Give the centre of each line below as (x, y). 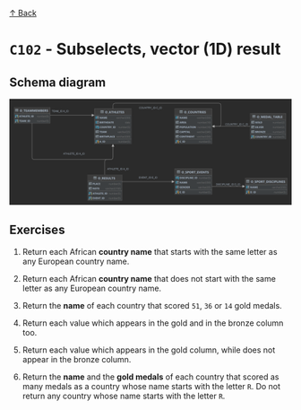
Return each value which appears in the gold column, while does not (149, 350)
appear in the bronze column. (77, 359)
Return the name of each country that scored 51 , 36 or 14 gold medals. (152, 305)
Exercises (37, 230)
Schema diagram (58, 82)
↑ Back (23, 13)
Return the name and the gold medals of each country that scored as (150, 377)
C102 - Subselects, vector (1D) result (145, 49)
